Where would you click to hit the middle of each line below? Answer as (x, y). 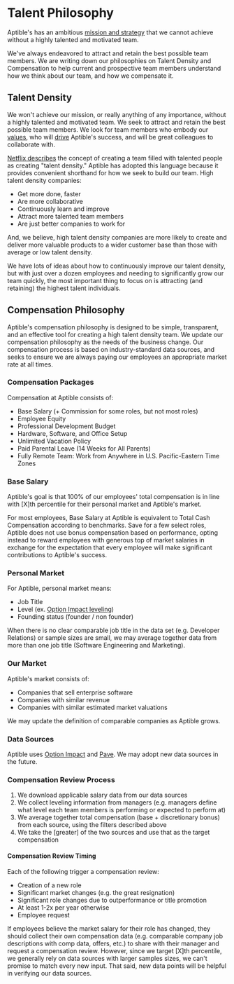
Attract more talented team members (71, 216)
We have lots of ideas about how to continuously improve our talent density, (116, 266)
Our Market (27, 664)
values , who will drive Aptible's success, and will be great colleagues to (110, 137)
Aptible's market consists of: (48, 678)
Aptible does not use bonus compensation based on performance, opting (113, 533)
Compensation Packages (51, 382)
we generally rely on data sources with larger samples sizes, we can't (107, 958)
